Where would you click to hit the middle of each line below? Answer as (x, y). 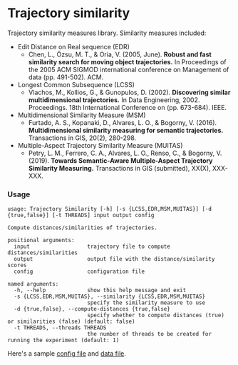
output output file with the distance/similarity (114, 259)
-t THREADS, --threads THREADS (60, 328)
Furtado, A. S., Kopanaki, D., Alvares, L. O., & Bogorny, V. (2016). (123, 122)
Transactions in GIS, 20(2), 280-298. (82, 138)
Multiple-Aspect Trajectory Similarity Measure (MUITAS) (100, 145)
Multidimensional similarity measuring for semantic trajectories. (126, 130)
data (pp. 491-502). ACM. (66, 77)
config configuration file (79, 272)
